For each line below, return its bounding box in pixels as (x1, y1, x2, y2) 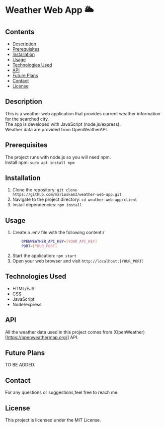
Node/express (12, 301, 42, 307)
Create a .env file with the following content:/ (12, 230, 105, 236)
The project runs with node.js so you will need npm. (5, 154, 111, 160)
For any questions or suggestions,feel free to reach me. (5, 389, 119, 396)
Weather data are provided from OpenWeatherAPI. (5, 126, 108, 132)
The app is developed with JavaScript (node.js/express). (5, 121, 121, 127)
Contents (5, 27, 35, 36)
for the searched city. (5, 116, 49, 122)
